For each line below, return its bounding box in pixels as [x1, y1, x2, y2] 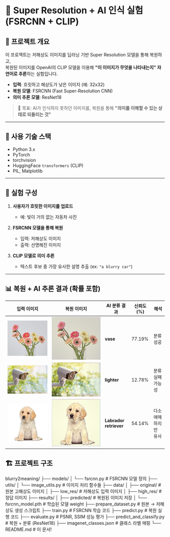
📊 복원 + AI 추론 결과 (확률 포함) [5, 285, 101, 293]
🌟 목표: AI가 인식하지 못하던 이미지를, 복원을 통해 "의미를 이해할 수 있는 [17, 105, 158, 111]
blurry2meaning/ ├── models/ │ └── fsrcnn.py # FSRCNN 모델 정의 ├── [5, 476, 158, 482]
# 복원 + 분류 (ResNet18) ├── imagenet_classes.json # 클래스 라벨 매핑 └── [5, 520, 161, 526]
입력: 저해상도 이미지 [20, 235, 61, 241]
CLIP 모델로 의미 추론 [12, 252, 55, 259]
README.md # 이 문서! [5, 526, 52, 532]
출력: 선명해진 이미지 [20, 242, 61, 248]
